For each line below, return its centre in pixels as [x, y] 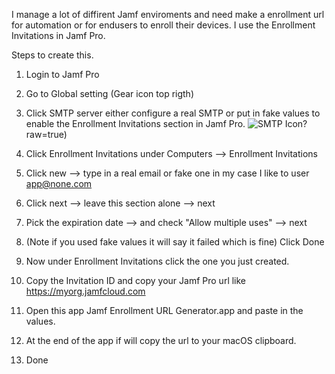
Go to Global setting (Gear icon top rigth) [109, 93]
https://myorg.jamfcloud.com [85, 291]
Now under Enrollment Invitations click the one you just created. [157, 261]
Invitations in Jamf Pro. [58, 35]
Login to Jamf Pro [62, 74]
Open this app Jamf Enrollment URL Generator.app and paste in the [164, 310]
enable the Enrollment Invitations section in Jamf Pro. [135, 123]
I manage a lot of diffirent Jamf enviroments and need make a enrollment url [168, 14]
